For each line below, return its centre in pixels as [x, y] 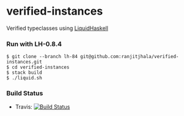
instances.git [24, 62]
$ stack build [24, 73]
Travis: [24, 107]
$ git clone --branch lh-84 [42, 57]
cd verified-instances [41, 67]
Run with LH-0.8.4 [34, 44]
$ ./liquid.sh [24, 78]
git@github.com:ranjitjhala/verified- [130, 57]
